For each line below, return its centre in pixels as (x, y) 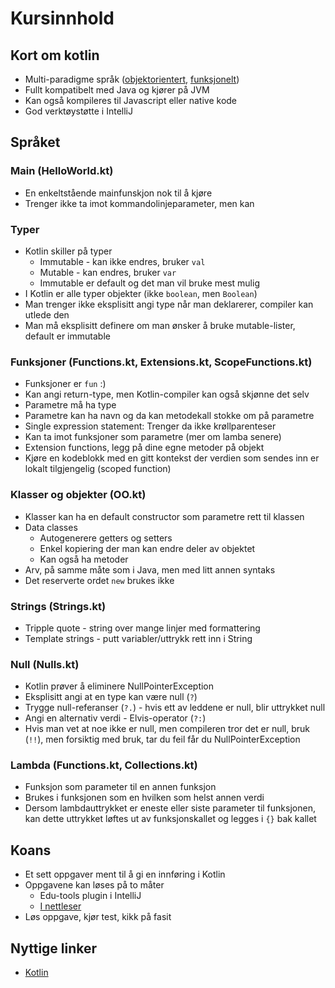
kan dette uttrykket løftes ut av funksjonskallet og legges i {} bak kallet (170, 819)
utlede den (47, 314)
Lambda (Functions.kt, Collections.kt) (104, 765)
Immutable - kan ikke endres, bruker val (122, 261)
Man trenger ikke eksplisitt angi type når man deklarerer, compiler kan (169, 304)
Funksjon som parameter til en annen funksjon (120, 787)
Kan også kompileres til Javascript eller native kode (131, 100)
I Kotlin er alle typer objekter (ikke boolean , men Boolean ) (141, 293)
